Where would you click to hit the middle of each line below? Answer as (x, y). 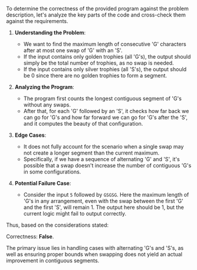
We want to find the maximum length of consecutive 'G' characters (105, 44)
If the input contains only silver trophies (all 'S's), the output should (105, 69)
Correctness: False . (30, 237)
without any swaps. (47, 105)
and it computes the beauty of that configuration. (83, 123)
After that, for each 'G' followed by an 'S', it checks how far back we (106, 111)
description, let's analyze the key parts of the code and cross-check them (96, 15)
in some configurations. (52, 172)
